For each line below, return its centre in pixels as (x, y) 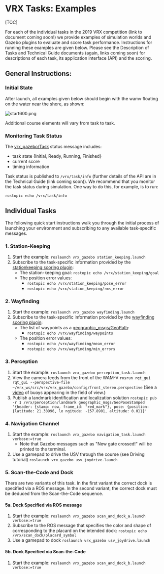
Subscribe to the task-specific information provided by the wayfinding (83, 317)
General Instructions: (38, 74)
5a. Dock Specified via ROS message (44, 505)
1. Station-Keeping (28, 246)
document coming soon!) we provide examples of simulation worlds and (78, 37)
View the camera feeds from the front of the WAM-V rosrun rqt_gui (82, 377)
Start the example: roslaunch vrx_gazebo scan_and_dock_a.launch (79, 516)
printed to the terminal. (43, 449)
